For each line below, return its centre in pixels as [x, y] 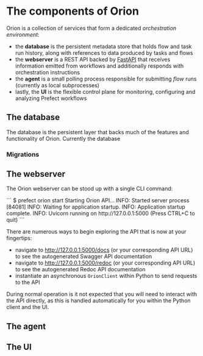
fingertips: [19, 238]
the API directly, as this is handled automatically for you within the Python [98, 301]
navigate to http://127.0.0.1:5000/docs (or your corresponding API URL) [104, 250]
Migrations [23, 154]
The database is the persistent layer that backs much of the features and [98, 132]
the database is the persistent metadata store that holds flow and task [103, 46]
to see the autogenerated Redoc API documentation [80, 269]
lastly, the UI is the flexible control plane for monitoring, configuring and [105, 91]
